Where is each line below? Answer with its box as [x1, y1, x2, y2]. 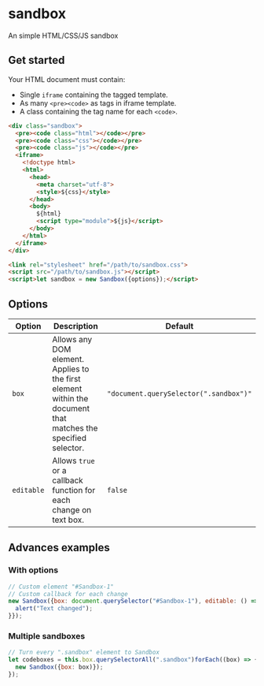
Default [165, 320, 194, 331]
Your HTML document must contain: [8, 74, 126, 84]
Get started [8, 54, 65, 67]
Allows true [52, 455, 96, 466]
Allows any [52, 334, 93, 345]
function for [52, 484, 96, 495]
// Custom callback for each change [8, 590, 128, 598]
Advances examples [8, 541, 110, 554]
